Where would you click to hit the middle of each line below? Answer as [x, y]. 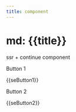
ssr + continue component [38, 57]
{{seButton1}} [22, 80]
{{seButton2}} [23, 103]
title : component [27, 11]
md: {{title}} [36, 40]
